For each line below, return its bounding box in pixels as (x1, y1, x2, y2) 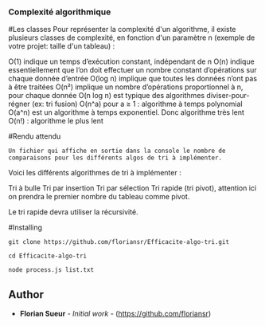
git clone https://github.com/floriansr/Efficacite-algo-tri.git (8, 238, 229, 246)
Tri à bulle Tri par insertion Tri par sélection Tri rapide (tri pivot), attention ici (8, 183, 257, 193)
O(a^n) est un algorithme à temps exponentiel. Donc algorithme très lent (8, 108, 245, 117)
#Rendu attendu (8, 132, 61, 141)
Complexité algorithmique (8, 6, 111, 18)
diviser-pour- (206, 91, 250, 100)
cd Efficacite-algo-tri (8, 252, 88, 261)
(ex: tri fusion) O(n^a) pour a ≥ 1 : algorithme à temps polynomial (31, 99, 243, 109)
